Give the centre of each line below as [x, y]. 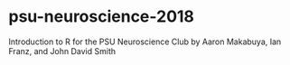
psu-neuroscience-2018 [102, 17]
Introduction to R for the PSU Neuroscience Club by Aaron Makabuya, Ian [145, 42]
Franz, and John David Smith [62, 51]
